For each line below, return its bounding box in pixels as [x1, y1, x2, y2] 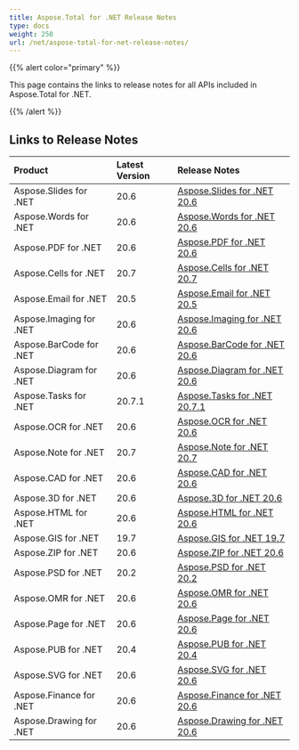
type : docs [9, 21, 50, 30]
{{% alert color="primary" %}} [9, 62, 121, 73]
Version [116, 170, 150, 183]
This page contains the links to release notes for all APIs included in [9, 79, 257, 90]
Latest [116, 159, 144, 171]
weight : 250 [9, 29, 53, 38]
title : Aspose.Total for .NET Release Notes [9, 12, 177, 22]
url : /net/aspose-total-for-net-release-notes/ [9, 37, 190, 47]
